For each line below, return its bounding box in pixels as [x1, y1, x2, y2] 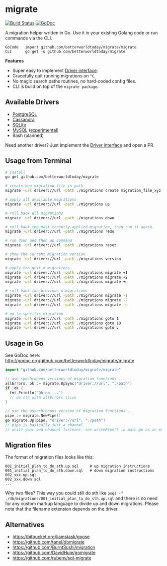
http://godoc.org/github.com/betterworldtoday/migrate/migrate [5, 358, 135, 364]
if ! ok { [5, 386, 23, 391]
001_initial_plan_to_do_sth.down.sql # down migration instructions [5, 468, 155, 473]
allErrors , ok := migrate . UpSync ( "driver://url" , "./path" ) [5, 381, 133, 386]
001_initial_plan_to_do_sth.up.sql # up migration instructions [5, 464, 150, 469]
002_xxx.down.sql [5, 477, 41, 482]
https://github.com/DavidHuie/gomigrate [12, 550, 96, 556]
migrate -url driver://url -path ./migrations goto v [5, 325, 119, 330]
